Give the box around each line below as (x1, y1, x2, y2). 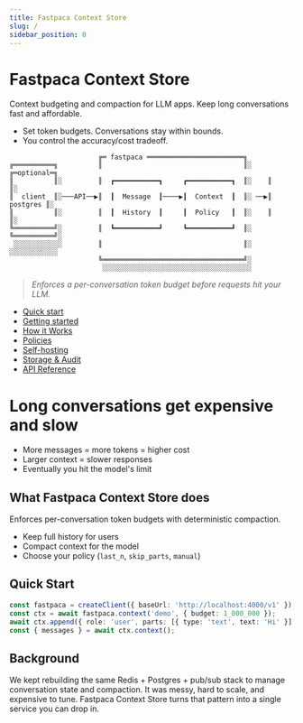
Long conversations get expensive (9, 395, 274, 416)
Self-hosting (22, 345, 69, 356)
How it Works (22, 326, 73, 337)
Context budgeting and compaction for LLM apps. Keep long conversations (9, 98, 289, 109)
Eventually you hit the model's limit (22, 464, 152, 475)
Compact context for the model (22, 541, 140, 552)
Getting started (22, 316, 79, 327)
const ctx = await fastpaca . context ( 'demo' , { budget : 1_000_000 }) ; (9, 608, 277, 618)
